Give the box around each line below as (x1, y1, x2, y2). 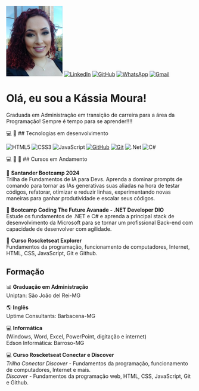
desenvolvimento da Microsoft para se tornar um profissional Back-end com (6, 219, 194, 227)
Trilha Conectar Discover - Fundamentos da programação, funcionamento (6, 359, 189, 367)
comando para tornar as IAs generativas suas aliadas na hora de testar (6, 182, 180, 190)
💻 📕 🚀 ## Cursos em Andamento (6, 155, 88, 163)
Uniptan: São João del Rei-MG (6, 292, 81, 299)
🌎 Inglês (6, 304, 29, 311)
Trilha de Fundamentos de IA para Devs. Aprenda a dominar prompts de (6, 176, 183, 183)
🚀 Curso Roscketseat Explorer (6, 237, 82, 245)
